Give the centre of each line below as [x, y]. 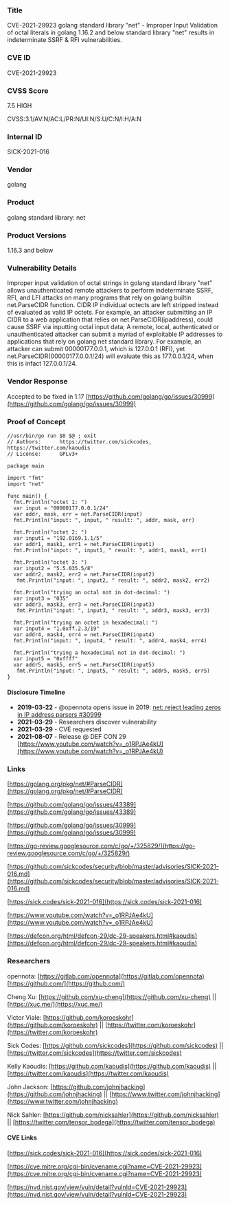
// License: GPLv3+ [43, 454]
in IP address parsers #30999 [59, 715]
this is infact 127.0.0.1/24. [42, 364]
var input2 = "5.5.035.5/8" [54, 568]
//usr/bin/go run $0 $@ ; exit [52, 436]
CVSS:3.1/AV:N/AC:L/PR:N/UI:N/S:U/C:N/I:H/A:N [74, 118]
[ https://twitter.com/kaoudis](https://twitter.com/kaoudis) [88, 1073]
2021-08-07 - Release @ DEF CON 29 [72, 737]
